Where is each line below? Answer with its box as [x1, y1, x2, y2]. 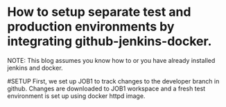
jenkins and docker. [7, 64, 64, 72]
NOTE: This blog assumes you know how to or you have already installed [7, 56, 216, 64]
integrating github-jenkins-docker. [7, 34, 212, 49]
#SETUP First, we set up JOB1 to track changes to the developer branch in [7, 77, 220, 85]
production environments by [7, 19, 175, 35]
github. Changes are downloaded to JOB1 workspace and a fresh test [7, 84, 206, 93]
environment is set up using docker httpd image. [7, 91, 146, 100]
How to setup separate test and [7, 4, 191, 20]
